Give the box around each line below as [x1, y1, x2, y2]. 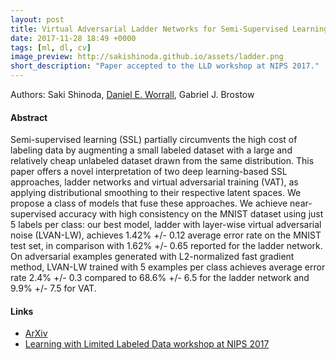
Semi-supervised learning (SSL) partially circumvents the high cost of [10, 134, 298, 146]
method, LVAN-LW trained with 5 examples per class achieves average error [10, 261, 326, 273]
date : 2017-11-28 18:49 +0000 [10, 33, 137, 43]
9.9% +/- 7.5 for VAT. [10, 282, 97, 295]
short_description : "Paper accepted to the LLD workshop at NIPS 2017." [10, 61, 320, 71]
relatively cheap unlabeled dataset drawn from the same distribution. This [10, 155, 315, 167]
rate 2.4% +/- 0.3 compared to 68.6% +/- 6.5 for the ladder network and [10, 272, 310, 284]
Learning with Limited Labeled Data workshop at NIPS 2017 [24, 338, 270, 350]
